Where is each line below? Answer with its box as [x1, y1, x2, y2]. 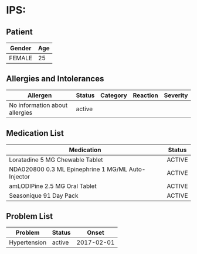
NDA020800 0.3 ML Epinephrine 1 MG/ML [9, 165, 128, 173]
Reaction [133, 91, 158, 99]
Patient [6, 27, 33, 37]
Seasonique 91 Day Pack [9, 191, 79, 200]
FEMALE [9, 54, 33, 62]
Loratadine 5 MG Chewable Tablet [9, 156, 103, 164]
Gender [9, 44, 32, 52]
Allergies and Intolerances [6, 74, 104, 84]
